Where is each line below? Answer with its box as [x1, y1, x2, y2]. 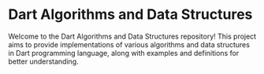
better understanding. [8, 57, 79, 66]
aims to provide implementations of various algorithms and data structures [8, 39, 251, 49]
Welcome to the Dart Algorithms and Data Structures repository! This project [8, 31, 257, 41]
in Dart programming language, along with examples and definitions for [8, 48, 240, 57]
